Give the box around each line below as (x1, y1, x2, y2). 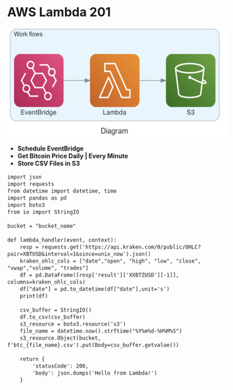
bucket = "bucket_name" (7, 222, 77, 230)
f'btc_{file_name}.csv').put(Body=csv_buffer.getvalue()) (7, 341, 179, 349)
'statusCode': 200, (32, 362, 89, 370)
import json (7, 173, 42, 181)
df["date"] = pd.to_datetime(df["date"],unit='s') (20, 285, 170, 293)
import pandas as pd (7, 194, 68, 202)
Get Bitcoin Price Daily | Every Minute (17, 151, 128, 160)
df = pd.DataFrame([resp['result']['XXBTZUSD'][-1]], (20, 271, 179, 279)
